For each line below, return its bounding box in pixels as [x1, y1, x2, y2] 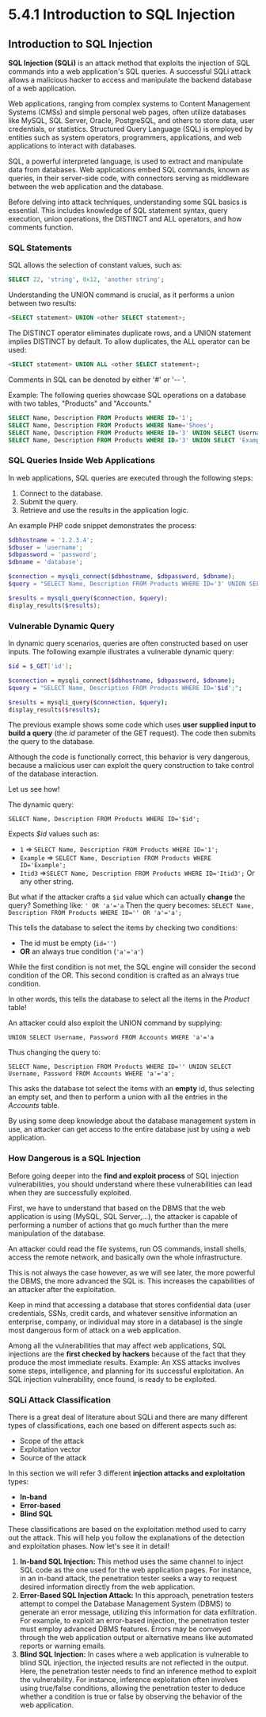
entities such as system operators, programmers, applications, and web [8, 133, 242, 142]
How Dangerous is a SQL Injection [8, 1153, 141, 1164]
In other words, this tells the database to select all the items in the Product [8, 994, 250, 1004]
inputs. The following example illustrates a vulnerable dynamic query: [8, 647, 235, 657]
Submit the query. [19, 496, 78, 506]
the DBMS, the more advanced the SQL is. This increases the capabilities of [8, 1276, 256, 1286]
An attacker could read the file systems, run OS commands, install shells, [8, 1244, 247, 1253]
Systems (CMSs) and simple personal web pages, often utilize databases [8, 107, 247, 117]
